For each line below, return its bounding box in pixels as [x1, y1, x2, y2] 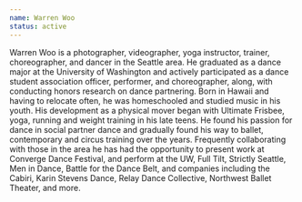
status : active [9, 22, 67, 31]
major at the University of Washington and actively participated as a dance [9, 66, 289, 77]
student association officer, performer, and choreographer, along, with [9, 76, 273, 86]
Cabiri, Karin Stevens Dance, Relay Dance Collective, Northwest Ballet [9, 172, 272, 183]
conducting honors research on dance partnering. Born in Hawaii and [9, 86, 270, 96]
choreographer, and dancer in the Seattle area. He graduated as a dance [9, 56, 282, 67]
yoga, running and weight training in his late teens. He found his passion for [9, 115, 293, 126]
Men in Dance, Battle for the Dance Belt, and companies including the [9, 163, 270, 174]
